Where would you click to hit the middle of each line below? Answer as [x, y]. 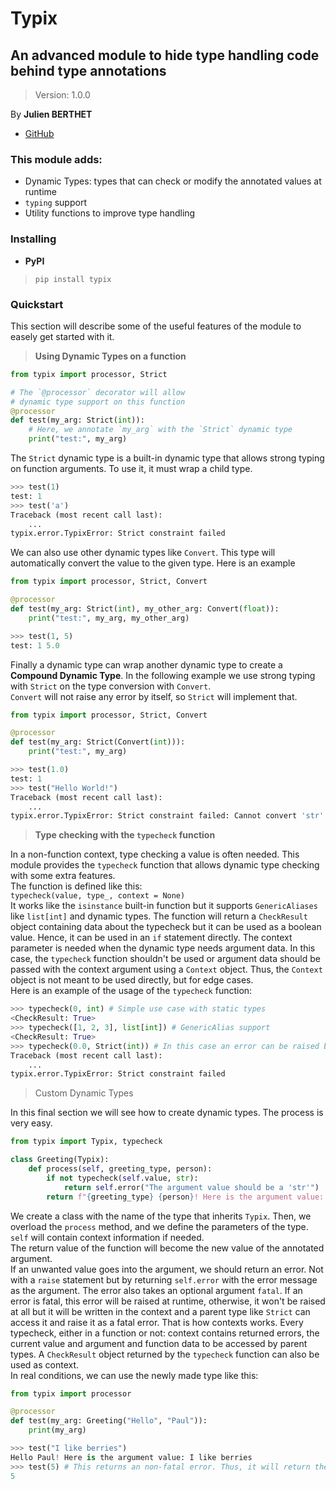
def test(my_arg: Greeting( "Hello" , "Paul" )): [109, 1421]
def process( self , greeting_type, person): [120, 1169]
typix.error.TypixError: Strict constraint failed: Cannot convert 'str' [167, 816]
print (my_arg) [57, 1430]
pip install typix [73, 279]
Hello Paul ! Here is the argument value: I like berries [131, 1457]
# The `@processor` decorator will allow [98, 392]
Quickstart [37, 304]
